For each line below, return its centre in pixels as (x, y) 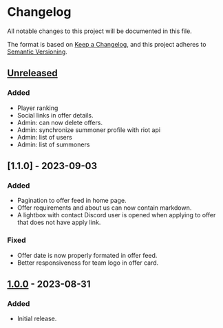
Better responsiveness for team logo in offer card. (88, 263)
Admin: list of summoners (53, 144)
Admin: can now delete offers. (60, 122)
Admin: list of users (44, 137)
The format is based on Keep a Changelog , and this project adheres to (107, 44)
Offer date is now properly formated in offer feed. (87, 255)
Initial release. (37, 319)
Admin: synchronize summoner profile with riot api (88, 130)
